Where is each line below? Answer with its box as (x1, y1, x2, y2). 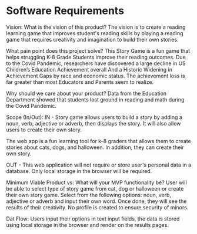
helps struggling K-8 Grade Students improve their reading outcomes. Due (6, 53, 186, 60)
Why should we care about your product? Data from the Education (6, 90, 167, 97)
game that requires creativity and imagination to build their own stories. (6, 36, 179, 43)
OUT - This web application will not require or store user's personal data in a (6, 161, 192, 168)
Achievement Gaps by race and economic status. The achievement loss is (6, 72, 185, 79)
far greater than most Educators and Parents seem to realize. (6, 78, 154, 86)
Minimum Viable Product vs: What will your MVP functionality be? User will (6, 179, 187, 186)
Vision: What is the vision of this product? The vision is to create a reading (6, 23, 186, 30)
